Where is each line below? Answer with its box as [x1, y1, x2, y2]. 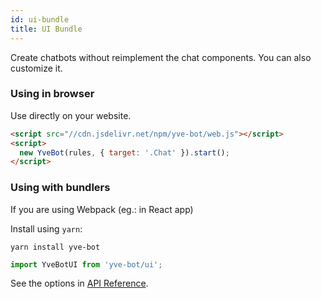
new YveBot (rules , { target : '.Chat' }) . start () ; [19, 147, 230, 158]
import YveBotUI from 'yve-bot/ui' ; [10, 259, 163, 270]
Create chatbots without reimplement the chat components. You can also [10, 51, 312, 63]
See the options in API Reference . [10, 277, 149, 290]
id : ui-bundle [10, 14, 70, 25]
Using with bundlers [10, 181, 111, 195]
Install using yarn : [10, 222, 83, 235]
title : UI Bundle [10, 24, 83, 34]
